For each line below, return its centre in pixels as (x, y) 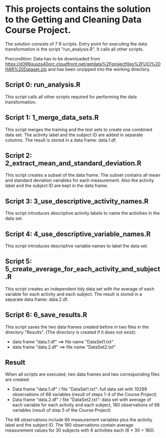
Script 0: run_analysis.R (43, 85)
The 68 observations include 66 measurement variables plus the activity (79, 420)
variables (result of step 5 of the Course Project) (62, 410)
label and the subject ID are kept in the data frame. (57, 186)
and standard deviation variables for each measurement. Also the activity (80, 180)
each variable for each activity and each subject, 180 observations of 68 (86, 405)
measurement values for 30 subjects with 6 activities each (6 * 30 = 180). (80, 430)
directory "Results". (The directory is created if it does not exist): (71, 332)
